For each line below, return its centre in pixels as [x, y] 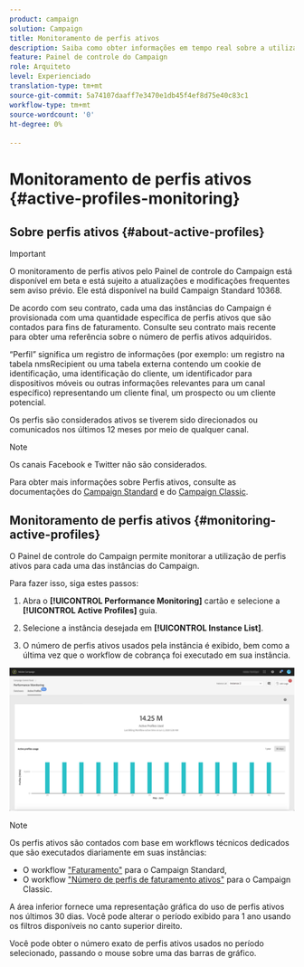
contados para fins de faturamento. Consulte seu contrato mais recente [142, 327]
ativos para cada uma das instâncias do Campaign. [104, 565]
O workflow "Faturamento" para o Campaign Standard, [125, 869]
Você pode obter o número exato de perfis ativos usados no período [137, 943]
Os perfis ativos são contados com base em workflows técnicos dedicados [149, 842]
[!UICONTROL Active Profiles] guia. [90, 610]
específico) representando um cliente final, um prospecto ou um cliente [142, 393]
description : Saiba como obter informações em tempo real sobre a [137, 48]
